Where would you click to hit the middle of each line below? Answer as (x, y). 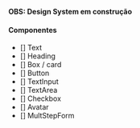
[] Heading (38, 56)
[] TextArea (39, 90)
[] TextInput (39, 82)
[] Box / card (41, 65)
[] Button (35, 73)
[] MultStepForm (47, 116)
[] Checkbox (41, 98)
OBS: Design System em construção (70, 12)
